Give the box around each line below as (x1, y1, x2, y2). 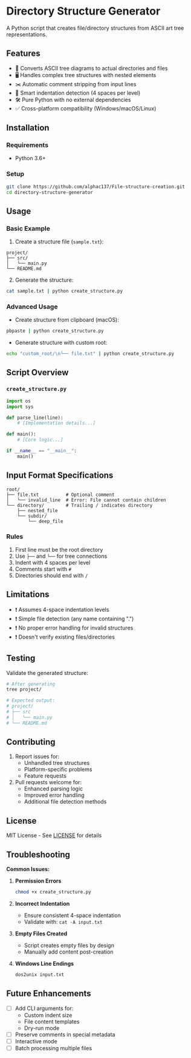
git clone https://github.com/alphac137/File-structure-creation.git (6, 183, 186, 189)
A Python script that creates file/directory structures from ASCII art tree (6, 24, 184, 32)
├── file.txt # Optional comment (6, 492, 115, 498)
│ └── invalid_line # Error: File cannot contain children (6, 497, 166, 503)
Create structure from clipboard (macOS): (15, 316, 120, 324)
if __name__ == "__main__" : (6, 448, 77, 454)
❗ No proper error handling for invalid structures (15, 624, 134, 631)
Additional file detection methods (24, 798, 107, 805)
